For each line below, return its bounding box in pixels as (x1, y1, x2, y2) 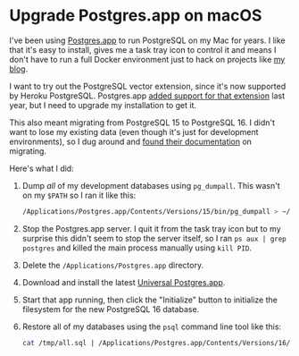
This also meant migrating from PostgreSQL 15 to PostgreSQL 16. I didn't (9, 117, 275, 128)
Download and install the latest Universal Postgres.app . (21, 276, 226, 287)
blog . (9, 64, 29, 74)
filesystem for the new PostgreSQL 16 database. (21, 303, 200, 314)
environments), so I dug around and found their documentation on (9, 136, 253, 147)
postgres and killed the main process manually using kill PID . (21, 242, 253, 253)
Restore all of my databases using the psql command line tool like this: (21, 321, 282, 332)
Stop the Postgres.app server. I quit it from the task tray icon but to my (21, 223, 281, 233)
